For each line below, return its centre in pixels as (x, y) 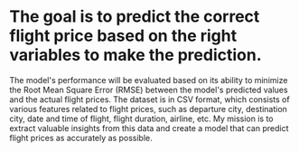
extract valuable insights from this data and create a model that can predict (149, 128)
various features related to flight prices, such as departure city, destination (148, 109)
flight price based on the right (123, 36)
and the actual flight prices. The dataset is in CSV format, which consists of (150, 99)
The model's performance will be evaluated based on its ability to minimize (149, 80)
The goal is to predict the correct (135, 17)
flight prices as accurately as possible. (81, 138)
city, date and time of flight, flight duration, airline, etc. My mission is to (141, 119)
